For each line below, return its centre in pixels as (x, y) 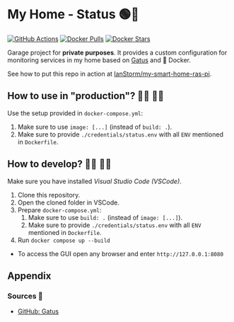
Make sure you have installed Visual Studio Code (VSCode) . (94, 181)
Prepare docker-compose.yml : (59, 209)
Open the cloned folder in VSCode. (69, 202)
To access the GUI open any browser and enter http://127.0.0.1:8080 (121, 253)
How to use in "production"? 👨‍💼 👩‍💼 (86, 96)
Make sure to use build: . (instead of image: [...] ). (105, 217)
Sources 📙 (25, 296)
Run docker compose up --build (64, 240)
